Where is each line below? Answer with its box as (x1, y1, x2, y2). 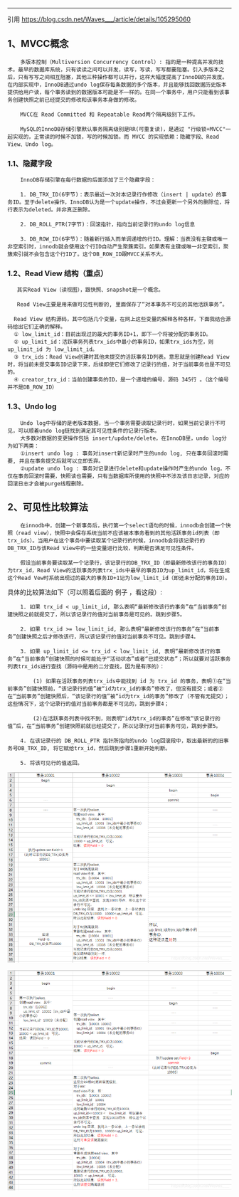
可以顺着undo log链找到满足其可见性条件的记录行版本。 (17, 427, 160, 434)
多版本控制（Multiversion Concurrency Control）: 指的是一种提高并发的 (20, 58, 219, 65)
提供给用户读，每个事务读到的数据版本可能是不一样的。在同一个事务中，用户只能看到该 (7, 88, 225, 96)
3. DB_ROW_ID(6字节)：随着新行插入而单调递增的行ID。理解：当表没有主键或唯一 (20, 236, 228, 243)
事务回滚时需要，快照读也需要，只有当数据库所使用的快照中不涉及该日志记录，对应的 (17, 473, 230, 480)
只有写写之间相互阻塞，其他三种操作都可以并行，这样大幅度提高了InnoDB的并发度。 (17, 73, 228, 80)
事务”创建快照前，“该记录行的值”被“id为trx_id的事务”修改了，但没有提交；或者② (12, 685, 224, 692)
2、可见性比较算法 (7, 501, 89, 513)
